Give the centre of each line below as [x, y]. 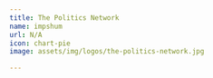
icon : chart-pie [40, 43]
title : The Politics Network [64, 18]
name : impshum [36, 26]
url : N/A [26, 34]
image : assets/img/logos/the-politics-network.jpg [107, 52]
